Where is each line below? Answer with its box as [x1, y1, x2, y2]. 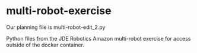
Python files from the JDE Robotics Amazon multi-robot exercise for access [6, 35, 191, 42]
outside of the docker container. [6, 41, 85, 48]
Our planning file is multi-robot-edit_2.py [6, 24, 106, 31]
